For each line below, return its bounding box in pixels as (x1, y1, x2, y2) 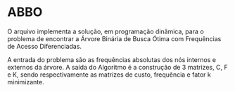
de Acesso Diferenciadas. (7, 42, 82, 50)
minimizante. (7, 77, 44, 86)
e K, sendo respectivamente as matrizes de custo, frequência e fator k (7, 70, 211, 79)
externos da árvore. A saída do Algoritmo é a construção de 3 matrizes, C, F (7, 63, 228, 71)
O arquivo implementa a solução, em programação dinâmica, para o (7, 27, 204, 36)
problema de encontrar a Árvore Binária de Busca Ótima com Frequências (7, 34, 222, 43)
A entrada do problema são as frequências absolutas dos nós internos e (7, 55, 217, 63)
